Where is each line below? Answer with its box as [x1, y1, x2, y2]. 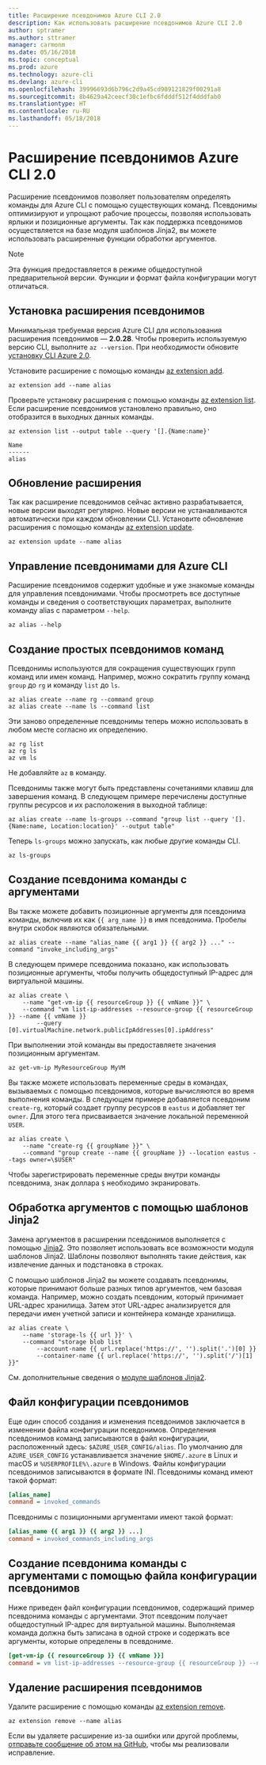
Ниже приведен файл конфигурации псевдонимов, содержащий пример [8, 1603, 255, 1612]
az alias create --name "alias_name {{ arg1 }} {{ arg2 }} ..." [8, 938, 225, 946]
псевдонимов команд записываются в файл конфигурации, [8, 1433, 210, 1443]
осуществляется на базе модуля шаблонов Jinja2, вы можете [8, 225, 217, 234]
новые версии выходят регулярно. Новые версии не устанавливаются [8, 506, 248, 515]
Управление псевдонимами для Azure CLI [8, 559, 228, 572]
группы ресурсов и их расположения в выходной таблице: [8, 801, 207, 810]
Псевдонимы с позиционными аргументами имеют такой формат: [8, 1512, 234, 1522]
